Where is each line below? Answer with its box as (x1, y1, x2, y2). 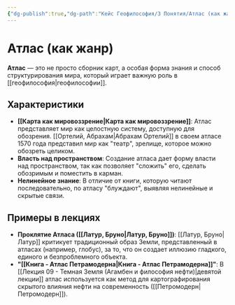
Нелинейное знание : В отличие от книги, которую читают (17, 176, 192, 185)
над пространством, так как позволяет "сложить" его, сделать (17, 162, 206, 170)
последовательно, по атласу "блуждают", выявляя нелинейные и (17, 184, 213, 192)
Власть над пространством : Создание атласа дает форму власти (17, 155, 216, 163)
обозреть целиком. (17, 147, 76, 155)
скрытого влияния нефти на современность (17, 283, 149, 291)
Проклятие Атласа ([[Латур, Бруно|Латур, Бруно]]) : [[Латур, (17, 230, 203, 239)
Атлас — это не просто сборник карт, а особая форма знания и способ (7, 64, 221, 72)
